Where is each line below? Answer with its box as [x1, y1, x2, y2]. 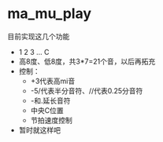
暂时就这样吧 [18, 125, 61, 134]
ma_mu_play [7, 5, 92, 23]
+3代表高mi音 [30, 76, 76, 86]
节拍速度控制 [30, 115, 72, 125]
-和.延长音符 [30, 96, 72, 105]
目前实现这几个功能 [7, 31, 70, 41]
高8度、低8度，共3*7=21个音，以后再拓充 [18, 56, 156, 66]
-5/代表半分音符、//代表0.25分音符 [30, 86, 143, 95]
